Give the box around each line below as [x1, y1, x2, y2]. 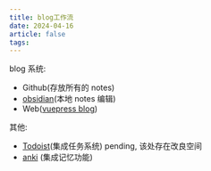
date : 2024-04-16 [9, 21, 74, 30]
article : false [9, 29, 66, 38]
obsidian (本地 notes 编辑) [21, 94, 116, 104]
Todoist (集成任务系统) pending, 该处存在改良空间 [21, 141, 203, 151]
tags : [9, 37, 30, 47]
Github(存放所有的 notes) [21, 82, 115, 94]
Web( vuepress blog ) [21, 103, 98, 114]
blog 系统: [9, 63, 46, 74]
